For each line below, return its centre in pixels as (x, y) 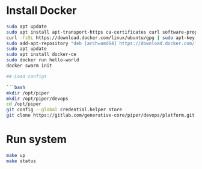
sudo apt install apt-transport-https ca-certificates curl (83, 32)
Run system (37, 140)
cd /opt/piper (24, 104)
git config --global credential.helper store (64, 110)
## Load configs (26, 76)
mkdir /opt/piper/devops (37, 99)
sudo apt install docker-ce (41, 55)
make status (21, 161)
